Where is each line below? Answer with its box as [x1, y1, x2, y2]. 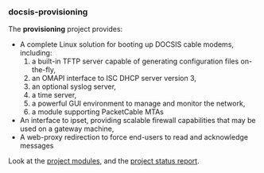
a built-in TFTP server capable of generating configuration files [31, 56, 239, 66]
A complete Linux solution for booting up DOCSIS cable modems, [19, 40, 235, 49]
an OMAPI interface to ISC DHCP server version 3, [31, 74, 197, 83]
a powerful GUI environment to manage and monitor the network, [31, 98, 246, 109]
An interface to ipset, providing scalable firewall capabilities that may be [19, 116, 256, 125]
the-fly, [31, 65, 56, 75]
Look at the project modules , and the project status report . [8, 156, 200, 166]
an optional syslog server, [31, 82, 117, 91]
